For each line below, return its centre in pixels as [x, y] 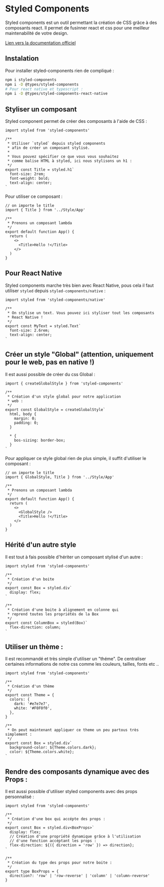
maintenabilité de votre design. [37, 33]
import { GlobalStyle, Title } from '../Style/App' [60, 477]
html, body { [23, 414]
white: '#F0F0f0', [33, 708]
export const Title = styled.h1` [40, 170]
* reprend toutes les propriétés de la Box [53, 614]
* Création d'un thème [31, 686]
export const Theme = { [30, 695]
